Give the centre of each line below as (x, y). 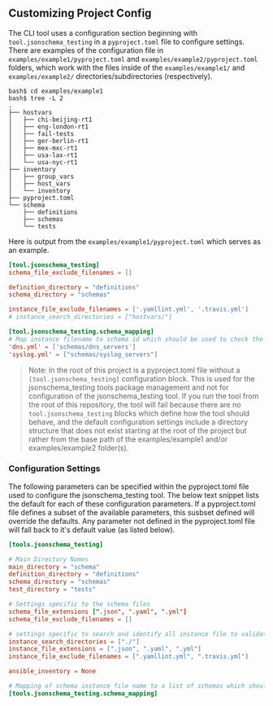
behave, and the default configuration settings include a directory (138, 421)
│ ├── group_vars (41, 176)
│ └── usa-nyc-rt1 (43, 162)
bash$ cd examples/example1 (56, 91)
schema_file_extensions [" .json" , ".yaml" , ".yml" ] (97, 612)
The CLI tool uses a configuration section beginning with (103, 33)
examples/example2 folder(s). (78, 447)
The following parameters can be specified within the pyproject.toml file (129, 486)
